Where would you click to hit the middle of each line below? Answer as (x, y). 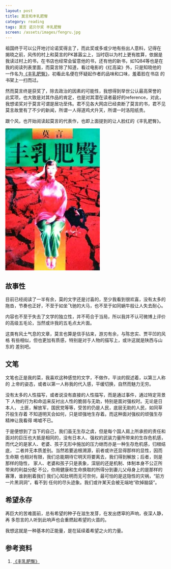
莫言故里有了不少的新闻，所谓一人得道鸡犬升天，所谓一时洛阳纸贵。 (77, 110)
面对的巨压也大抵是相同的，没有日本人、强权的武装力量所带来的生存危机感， (85, 438)
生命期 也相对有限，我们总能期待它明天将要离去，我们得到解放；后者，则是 (84, 457)
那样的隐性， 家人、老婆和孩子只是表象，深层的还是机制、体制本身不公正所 (84, 463)
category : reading (25, 21)
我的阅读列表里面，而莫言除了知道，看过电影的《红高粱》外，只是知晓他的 (83, 67)
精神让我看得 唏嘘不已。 (31, 420)
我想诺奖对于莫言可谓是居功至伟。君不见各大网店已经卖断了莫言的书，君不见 (85, 104)
